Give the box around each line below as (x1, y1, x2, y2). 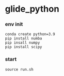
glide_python (5, 3, 60, 15)
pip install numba (5, 36, 42, 41)
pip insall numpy (5, 40, 40, 45)
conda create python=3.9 (5, 32, 55, 37)
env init (5, 21, 23, 28)
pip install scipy (5, 45, 42, 50)
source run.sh (5, 67, 34, 72)
